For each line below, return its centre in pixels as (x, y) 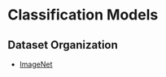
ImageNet (36, 64)
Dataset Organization (63, 45)
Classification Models (83, 15)
